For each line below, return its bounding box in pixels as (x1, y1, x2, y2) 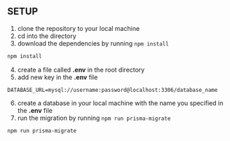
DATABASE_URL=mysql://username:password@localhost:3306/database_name (7, 86, 218, 93)
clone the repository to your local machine (17, 24, 140, 32)
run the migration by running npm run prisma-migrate (17, 114, 171, 122)
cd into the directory (17, 32, 77, 40)
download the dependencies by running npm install (17, 39, 170, 48)
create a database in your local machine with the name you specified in (17, 98, 224, 107)
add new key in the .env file (17, 73, 98, 81)
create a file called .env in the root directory (17, 65, 145, 74)
